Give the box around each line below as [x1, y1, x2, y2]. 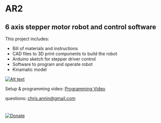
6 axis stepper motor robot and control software [5, 23, 157, 31]
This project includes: [5, 36, 50, 42]
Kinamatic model [12, 66, 47, 72]
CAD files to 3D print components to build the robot [12, 51, 117, 57]
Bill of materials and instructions [12, 46, 78, 51]
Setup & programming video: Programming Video [5, 86, 106, 92]
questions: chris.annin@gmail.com [5, 95, 76, 101]
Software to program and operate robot [12, 61, 93, 67]
